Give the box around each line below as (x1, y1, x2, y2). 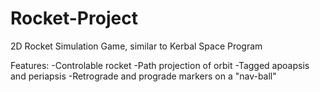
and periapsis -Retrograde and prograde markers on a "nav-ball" (10, 70, 277, 82)
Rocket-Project (10, 7, 138, 30)
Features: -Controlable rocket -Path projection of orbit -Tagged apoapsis (10, 59, 310, 71)
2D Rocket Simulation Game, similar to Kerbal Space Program (10, 40, 263, 52)
